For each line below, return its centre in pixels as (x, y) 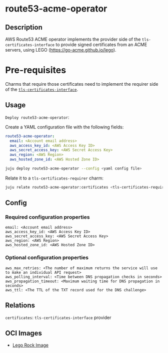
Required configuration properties (47, 217)
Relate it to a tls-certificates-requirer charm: (54, 178)
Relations (20, 306)
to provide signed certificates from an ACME (101, 45)
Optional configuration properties (47, 258)
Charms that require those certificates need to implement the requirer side (82, 84)
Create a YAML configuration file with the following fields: (64, 127)
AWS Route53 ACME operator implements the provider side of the (73, 39)
